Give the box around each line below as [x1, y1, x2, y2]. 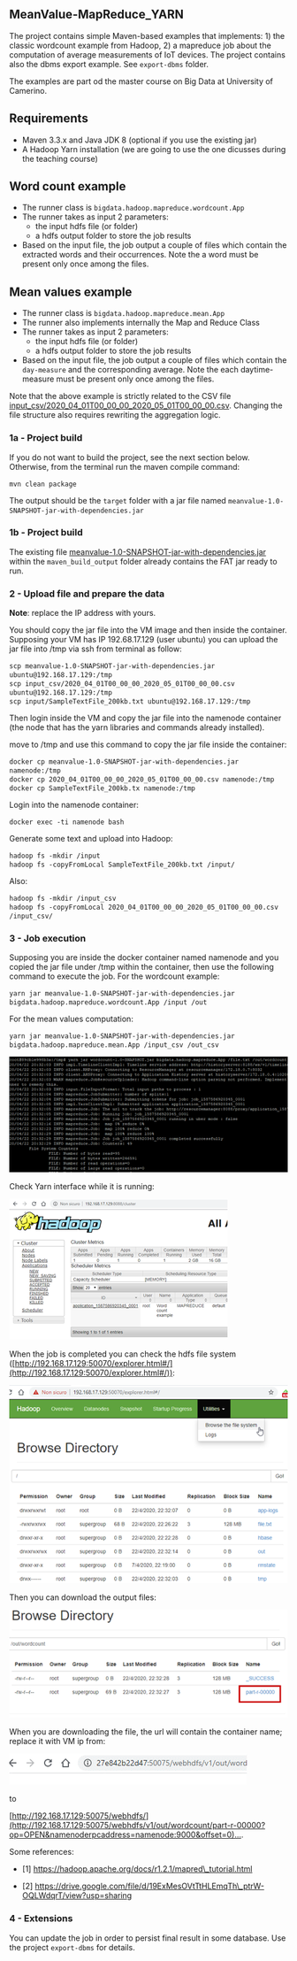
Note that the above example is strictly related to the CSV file [9, 391, 232, 402]
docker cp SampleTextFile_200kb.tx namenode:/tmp [9, 784, 196, 793]
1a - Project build [9, 432, 83, 444]
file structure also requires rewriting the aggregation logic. [9, 410, 221, 420]
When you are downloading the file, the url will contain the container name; [9, 1726, 283, 1737]
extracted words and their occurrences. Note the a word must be [21, 250, 259, 260]
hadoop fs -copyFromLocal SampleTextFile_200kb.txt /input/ [9, 860, 236, 870]
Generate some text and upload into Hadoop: [9, 834, 174, 844]
